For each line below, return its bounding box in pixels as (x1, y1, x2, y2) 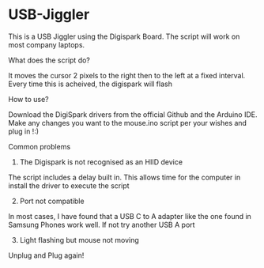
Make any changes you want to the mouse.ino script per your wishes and (8, 118, 247, 127)
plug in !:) (8, 126, 40, 136)
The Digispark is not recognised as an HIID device (19, 157, 183, 167)
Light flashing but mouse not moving (19, 235, 140, 244)
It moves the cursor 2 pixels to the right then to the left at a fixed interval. (8, 70, 246, 80)
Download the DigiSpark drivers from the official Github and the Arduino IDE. (8, 109, 258, 119)
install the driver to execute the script (8, 180, 130, 191)
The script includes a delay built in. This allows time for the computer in (8, 172, 241, 182)
